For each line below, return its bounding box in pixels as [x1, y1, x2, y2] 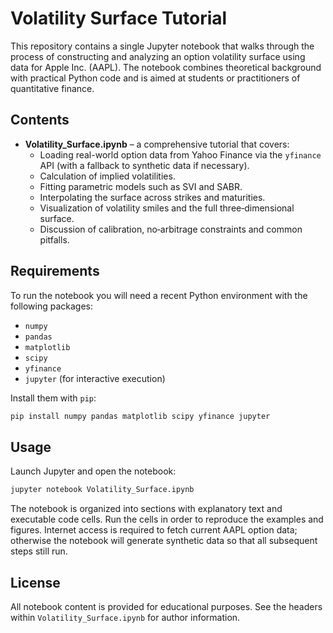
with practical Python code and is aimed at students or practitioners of [10, 72, 301, 84]
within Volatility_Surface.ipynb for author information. [10, 611, 241, 623]
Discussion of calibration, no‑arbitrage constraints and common [39, 223, 303, 235]
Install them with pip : [10, 392, 97, 404]
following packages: [10, 300, 94, 312]
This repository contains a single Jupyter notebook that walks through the [10, 40, 315, 52]
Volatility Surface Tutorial [10, 7, 228, 30]
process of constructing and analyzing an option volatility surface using [10, 50, 306, 62]
